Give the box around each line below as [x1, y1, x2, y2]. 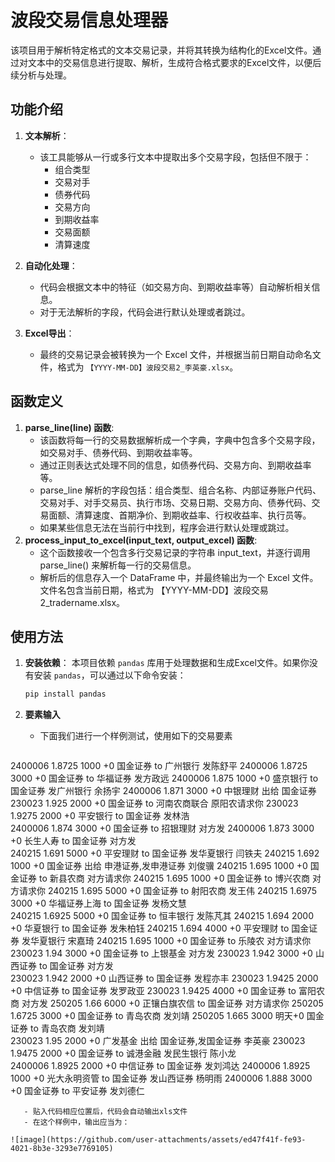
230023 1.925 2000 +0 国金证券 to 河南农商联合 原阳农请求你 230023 [10, 797, 299, 810]
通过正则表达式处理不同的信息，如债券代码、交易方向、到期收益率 [39, 459, 312, 471]
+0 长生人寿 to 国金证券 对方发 [10, 835, 137, 847]
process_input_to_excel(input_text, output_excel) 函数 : [24, 534, 258, 546]
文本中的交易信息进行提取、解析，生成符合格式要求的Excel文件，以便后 [27, 56, 322, 68]
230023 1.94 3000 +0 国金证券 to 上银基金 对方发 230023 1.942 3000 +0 [10, 947, 313, 960]
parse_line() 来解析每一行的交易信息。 [39, 559, 197, 571]
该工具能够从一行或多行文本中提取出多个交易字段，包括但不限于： [39, 151, 312, 163]
